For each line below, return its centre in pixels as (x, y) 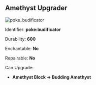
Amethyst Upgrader (36, 8)
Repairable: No (20, 58)
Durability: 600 (20, 39)
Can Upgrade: (19, 67)
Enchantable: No (22, 48)
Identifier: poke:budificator (33, 29)
